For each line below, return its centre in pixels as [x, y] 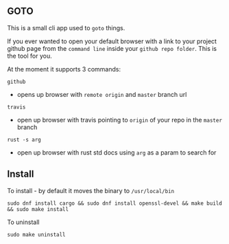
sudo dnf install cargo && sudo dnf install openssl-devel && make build [115, 203]
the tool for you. [30, 56]
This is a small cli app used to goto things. [66, 27]
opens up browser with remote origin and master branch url [102, 94]
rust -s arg [24, 140]
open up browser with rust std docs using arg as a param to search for [117, 152]
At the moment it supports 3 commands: [64, 69]
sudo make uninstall [37, 234]
